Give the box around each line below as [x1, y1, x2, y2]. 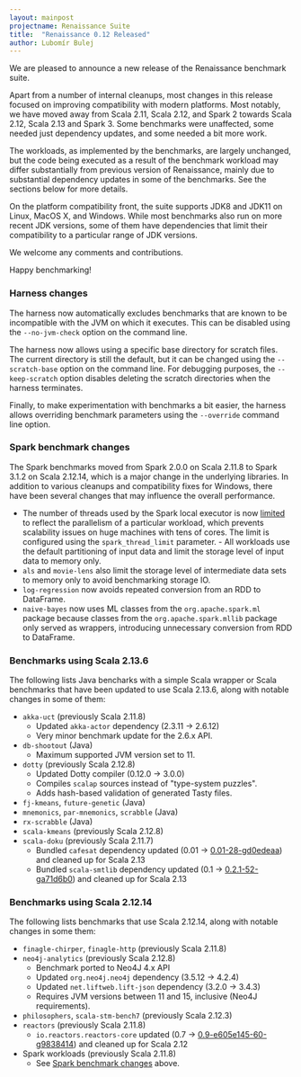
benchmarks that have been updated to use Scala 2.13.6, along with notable [9, 684, 289, 695]
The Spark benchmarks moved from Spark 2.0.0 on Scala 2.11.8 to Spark [9, 461, 278, 472]
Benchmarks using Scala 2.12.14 [9, 896, 153, 909]
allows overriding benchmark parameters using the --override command [9, 409, 280, 420]
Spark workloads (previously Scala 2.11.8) [22, 1048, 177, 1059]
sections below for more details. [9, 183, 128, 194]
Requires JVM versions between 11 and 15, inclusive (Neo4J [35, 991, 258, 1002]
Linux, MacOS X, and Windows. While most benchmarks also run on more [9, 210, 283, 221]
